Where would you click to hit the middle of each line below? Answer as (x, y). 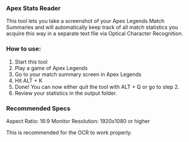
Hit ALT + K (28, 80)
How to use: (24, 49)
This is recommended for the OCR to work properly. (69, 132)
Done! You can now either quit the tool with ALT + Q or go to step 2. (97, 87)
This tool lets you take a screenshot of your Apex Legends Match (85, 21)
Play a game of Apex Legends (51, 68)
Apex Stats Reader (33, 8)
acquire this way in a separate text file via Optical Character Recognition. (94, 34)
